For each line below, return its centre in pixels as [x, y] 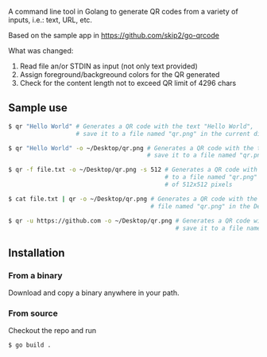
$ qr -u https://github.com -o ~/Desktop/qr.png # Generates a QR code [129, 221]
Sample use [38, 108]
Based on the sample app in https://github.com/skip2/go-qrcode [114, 35]
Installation [37, 252]
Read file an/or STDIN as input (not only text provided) [108, 66]
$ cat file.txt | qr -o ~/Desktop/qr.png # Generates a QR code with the [133, 199]
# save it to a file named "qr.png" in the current [163, 134]
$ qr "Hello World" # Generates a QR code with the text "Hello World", [131, 126]
